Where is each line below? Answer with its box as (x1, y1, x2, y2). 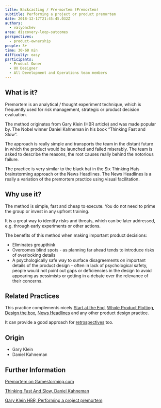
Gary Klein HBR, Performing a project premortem (5, 397, 103, 403)
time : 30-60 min (5, 48, 38, 53)
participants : (5, 57, 34, 62)
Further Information (5, 366, 66, 374)
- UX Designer (9, 66, 38, 71)
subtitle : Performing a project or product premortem (5, 12, 116, 17)
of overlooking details (12, 252, 56, 258)
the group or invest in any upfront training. (5, 208, 90, 214)
